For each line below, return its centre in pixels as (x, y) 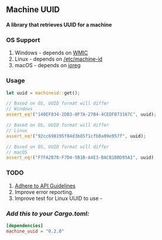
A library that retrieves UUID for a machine (59, 24)
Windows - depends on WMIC (51, 53)
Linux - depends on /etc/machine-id (59, 59)
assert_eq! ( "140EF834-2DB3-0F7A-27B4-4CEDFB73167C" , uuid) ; (82, 114)
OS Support (23, 40)
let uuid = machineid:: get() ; (43, 93)
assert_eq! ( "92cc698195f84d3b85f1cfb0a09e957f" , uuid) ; (76, 136)
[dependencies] (25, 226)
